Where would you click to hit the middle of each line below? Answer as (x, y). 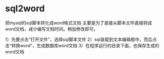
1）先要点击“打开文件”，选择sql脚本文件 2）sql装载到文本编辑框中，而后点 (81, 39)
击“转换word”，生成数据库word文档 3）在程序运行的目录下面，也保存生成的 (82, 45)
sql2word (25, 9)
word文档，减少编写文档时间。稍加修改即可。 (52, 29)
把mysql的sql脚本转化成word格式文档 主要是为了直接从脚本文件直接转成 (79, 23)
